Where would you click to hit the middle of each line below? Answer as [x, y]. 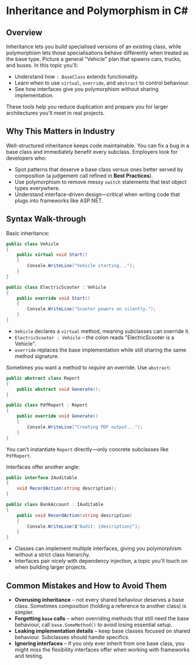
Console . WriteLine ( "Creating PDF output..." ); [85, 427]
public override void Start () [54, 298]
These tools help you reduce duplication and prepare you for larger [87, 107]
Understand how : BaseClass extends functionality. [77, 77]
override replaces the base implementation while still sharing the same [100, 350]
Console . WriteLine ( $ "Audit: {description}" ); [84, 526]
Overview [24, 33]
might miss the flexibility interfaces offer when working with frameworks [102, 649]
